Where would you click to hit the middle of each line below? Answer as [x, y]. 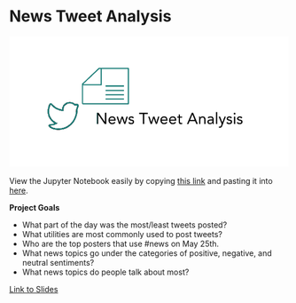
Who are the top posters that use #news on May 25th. [121, 243]
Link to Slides [34, 289]
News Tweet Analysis [90, 16]
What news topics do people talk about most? [105, 272]
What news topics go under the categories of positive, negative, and [147, 253]
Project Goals [35, 207]
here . [19, 190]
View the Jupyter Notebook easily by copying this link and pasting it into [141, 180]
